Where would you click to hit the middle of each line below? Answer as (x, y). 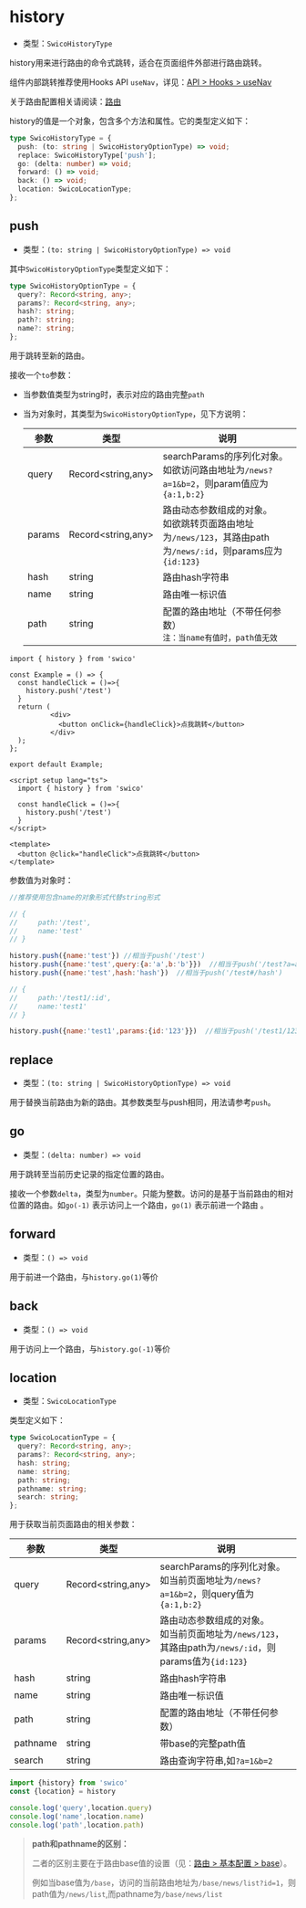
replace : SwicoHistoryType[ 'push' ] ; (87, 155)
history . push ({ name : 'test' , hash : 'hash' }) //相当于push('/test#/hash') (146, 973)
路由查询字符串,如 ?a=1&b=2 (216, 1761)
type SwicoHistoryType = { (61, 138)
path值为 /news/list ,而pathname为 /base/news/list (127, 1893)
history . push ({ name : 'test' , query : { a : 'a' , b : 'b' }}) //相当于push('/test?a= (153, 965)
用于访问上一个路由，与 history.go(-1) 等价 (90, 1348)
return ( (34, 706)
